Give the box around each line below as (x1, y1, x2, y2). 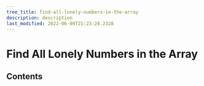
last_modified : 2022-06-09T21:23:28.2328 (6, 20, 114, 26)
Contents (6, 71, 43, 82)
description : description (6, 15, 73, 21)
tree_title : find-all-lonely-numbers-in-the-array (6, 9, 139, 15)
